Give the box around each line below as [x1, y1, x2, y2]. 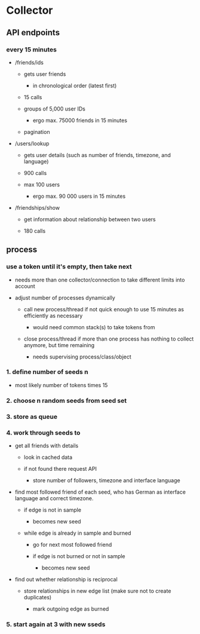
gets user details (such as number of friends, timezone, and [23, 151, 171, 158]
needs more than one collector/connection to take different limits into [14, 276, 185, 283]
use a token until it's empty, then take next [6, 262, 133, 271]
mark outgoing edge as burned [32, 605, 109, 612]
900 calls [23, 169, 47, 176]
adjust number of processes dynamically [14, 294, 115, 301]
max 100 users [23, 180, 60, 188]
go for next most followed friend [32, 541, 112, 548]
